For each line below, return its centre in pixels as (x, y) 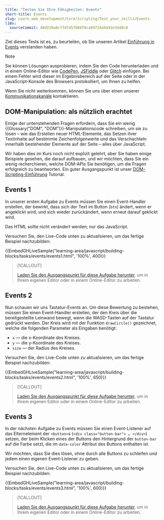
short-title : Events (26, 14)
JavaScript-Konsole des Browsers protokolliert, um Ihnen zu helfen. (73, 82)
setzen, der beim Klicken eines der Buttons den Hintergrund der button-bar (81, 439)
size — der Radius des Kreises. (44, 348)
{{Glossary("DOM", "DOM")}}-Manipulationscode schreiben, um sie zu (76, 128)
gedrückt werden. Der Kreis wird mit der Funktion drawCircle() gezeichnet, (81, 323)
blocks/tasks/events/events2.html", (41, 377)
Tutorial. (57, 174)
